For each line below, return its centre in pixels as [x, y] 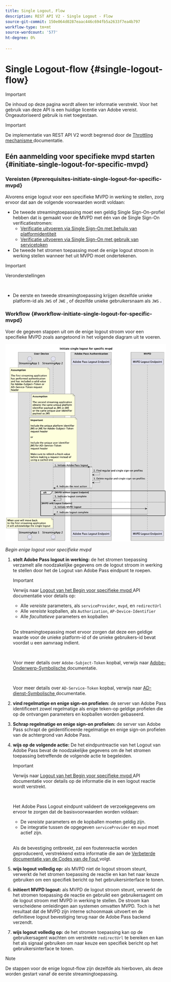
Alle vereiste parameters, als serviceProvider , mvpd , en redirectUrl [91, 606]
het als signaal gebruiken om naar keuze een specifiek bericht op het [85, 943]
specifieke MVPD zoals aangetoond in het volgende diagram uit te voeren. [83, 337]
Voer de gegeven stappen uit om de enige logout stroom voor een [75, 331]
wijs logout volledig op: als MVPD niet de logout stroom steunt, [80, 869]
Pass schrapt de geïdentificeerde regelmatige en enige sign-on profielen [89, 729]
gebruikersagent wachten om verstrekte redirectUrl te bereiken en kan [88, 938]
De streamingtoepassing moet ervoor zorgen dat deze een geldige [83, 632]
